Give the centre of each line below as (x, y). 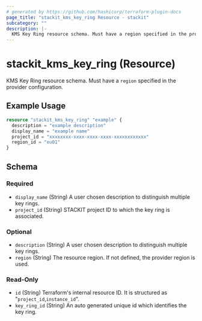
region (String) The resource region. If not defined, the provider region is (105, 258)
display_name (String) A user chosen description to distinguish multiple (103, 197)
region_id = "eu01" (36, 142)
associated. (29, 216)
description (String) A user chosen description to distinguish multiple (101, 245)
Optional (19, 231)
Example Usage (36, 106)
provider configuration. (35, 87)
